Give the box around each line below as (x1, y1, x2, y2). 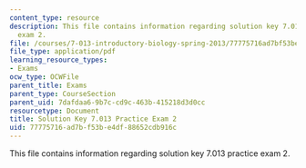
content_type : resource (9, 13, 100, 23)
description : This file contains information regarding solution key (9, 22, 280, 31)
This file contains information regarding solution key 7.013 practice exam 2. (9, 148, 291, 159)
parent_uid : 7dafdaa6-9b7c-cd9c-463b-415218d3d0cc (9, 97, 206, 107)
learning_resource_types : (9, 55, 107, 64)
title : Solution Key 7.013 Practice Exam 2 (9, 114, 178, 124)
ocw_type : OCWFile (9, 73, 79, 82)
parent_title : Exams (9, 81, 88, 90)
